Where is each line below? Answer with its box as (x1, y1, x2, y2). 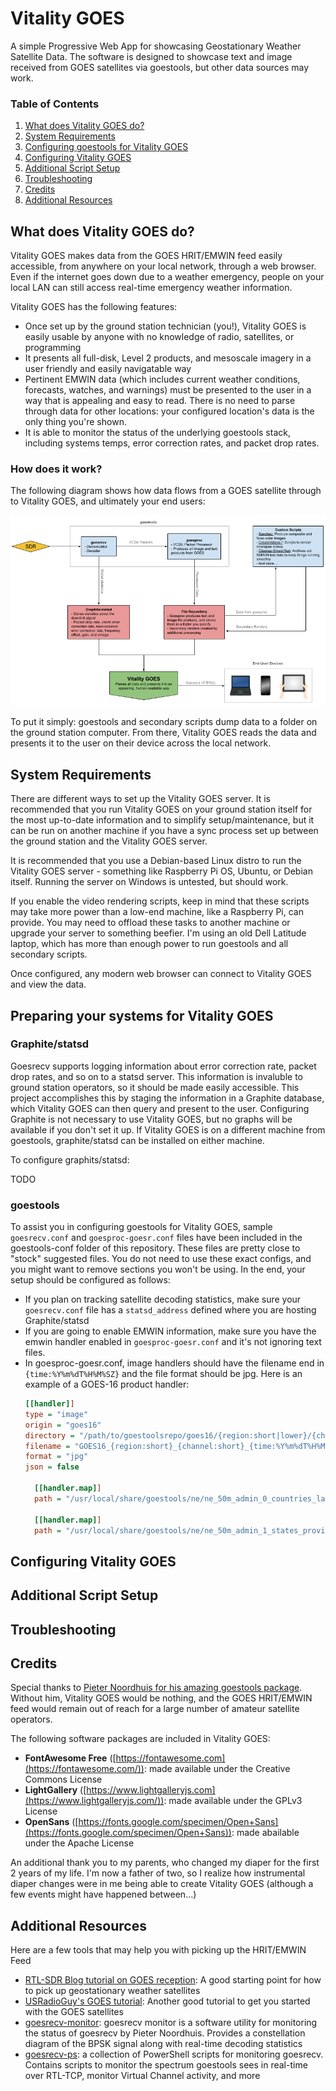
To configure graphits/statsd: (10, 1153, 130, 1166)
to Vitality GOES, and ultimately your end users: (10, 495, 206, 507)
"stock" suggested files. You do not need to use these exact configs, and (10, 1253, 312, 1265)
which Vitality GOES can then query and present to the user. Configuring (10, 1102, 310, 1114)
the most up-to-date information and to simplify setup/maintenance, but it (10, 814, 315, 826)
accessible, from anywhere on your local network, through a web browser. (10, 260, 317, 272)
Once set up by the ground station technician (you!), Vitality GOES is (24, 320, 307, 332)
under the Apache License (24, 1837, 135, 1849)
